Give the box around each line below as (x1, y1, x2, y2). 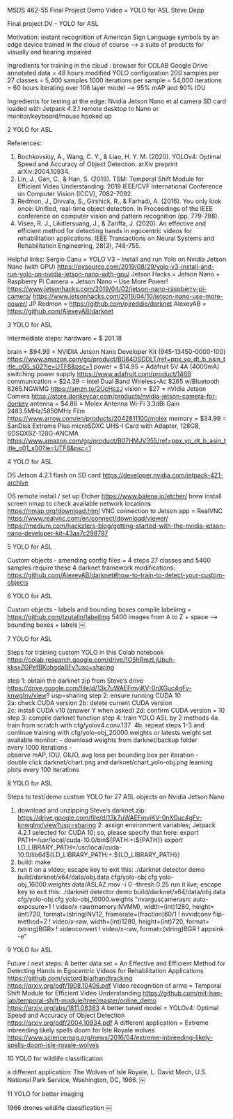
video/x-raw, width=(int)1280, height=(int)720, (51, 917, 185, 926)
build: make (17, 858, 51, 866)
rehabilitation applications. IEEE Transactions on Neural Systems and (17, 234, 214, 242)
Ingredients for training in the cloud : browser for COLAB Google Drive (7, 61, 208, 69)
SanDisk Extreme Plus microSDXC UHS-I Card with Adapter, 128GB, (7, 422, 201, 430)
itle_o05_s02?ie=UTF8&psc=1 (7, 362, 93, 371)
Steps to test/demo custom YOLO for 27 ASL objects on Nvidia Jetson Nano (7, 792, 225, 801)
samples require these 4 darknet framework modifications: (7, 563, 176, 572)
